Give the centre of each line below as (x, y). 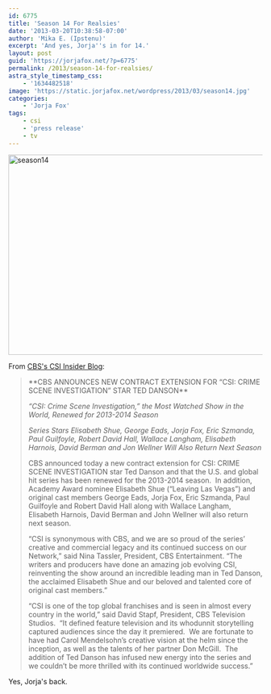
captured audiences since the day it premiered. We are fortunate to (141, 631)
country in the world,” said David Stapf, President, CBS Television (137, 614)
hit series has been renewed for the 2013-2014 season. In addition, (140, 480)
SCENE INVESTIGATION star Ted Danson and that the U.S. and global (143, 471)
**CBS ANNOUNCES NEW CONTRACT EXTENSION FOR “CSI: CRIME (144, 382)
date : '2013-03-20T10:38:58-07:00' (68, 31)
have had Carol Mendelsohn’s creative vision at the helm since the (138, 640)
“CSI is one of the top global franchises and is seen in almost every (140, 605)
